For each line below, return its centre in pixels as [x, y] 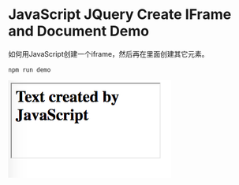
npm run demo [30, 70]
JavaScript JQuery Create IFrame [120, 15]
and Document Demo [79, 31]
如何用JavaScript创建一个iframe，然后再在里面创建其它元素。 [108, 54]
